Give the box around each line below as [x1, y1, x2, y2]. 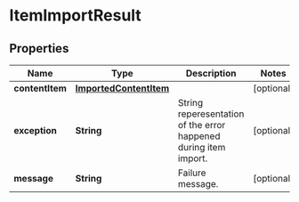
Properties [9, 41, 69, 56]
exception [13, 125, 58, 136]
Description [185, 68, 237, 79]
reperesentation [177, 108, 245, 120]
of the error [177, 119, 226, 131]
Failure [177, 166, 206, 179]
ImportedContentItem [75, 82, 170, 94]
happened [177, 130, 221, 142]
